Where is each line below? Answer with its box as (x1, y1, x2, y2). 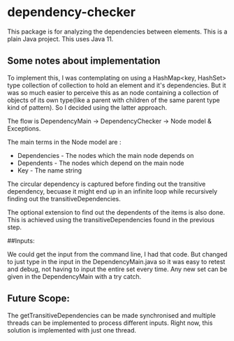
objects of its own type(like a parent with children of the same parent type (7, 96, 220, 104)
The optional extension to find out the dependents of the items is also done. (7, 208, 226, 217)
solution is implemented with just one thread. (7, 326, 136, 334)
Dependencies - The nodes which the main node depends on (17, 151, 194, 159)
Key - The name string (17, 166, 82, 175)
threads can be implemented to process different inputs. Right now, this (7, 319, 213, 327)
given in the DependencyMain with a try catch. (7, 272, 142, 280)
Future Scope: (7, 293, 70, 305)
